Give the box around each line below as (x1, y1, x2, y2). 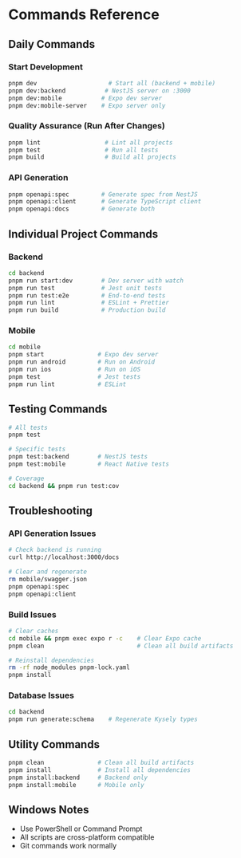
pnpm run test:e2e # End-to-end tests (8, 291, 166, 300)
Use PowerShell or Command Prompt (19, 824, 143, 834)
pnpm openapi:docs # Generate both (8, 205, 156, 213)
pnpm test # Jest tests (8, 372, 141, 380)
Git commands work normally (19, 841, 117, 851)
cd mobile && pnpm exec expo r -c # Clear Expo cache (8, 634, 202, 643)
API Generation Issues (8, 528, 97, 539)
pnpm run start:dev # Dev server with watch (8, 277, 184, 285)
